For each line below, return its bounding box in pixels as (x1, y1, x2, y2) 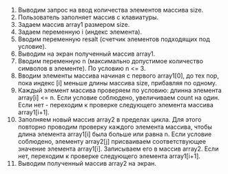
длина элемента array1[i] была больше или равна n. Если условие (17, 130, 212, 138)
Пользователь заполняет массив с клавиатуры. (17, 13, 159, 21)
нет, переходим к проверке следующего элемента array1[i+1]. (17, 152, 200, 160)
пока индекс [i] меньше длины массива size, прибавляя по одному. (17, 79, 218, 87)
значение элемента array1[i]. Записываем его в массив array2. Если (17, 144, 219, 153)
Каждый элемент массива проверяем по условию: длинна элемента (17, 86, 222, 94)
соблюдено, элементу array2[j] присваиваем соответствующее (17, 138, 206, 145)
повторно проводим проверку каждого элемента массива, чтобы (17, 123, 213, 131)
